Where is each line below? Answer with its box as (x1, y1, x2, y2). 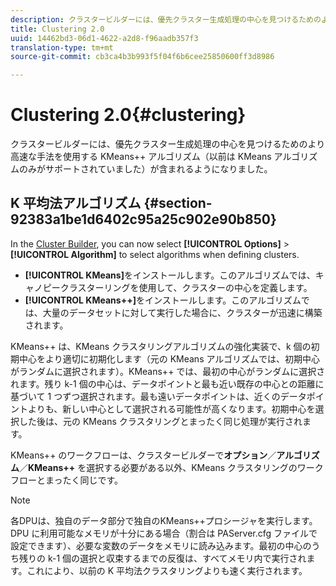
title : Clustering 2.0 (10, 24, 105, 34)
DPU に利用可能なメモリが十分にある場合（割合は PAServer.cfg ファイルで (10, 527, 318, 539)
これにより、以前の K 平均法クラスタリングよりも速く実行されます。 (26, 564, 308, 576)
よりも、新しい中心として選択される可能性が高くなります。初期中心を (27, 402, 316, 415)
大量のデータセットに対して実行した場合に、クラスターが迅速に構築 (42, 306, 323, 318)
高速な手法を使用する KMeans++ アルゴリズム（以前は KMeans (10, 151, 272, 163)
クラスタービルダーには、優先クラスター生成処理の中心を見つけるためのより (10, 138, 326, 150)
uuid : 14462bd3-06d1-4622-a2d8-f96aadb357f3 (10, 33, 199, 43)
